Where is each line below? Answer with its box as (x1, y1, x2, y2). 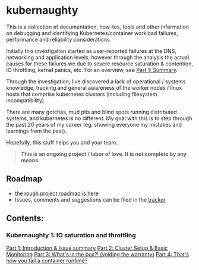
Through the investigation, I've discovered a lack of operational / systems (6, 78, 186, 85)
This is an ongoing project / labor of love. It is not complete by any (20, 150, 187, 158)
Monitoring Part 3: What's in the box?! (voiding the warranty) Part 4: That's (6, 251, 189, 258)
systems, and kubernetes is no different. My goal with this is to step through (6, 114, 192, 122)
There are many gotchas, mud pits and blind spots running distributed (6, 108, 177, 115)
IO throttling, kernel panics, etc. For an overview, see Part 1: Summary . (6, 66, 178, 73)
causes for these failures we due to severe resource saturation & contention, (6, 60, 194, 67)
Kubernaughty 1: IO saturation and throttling (6, 231, 137, 240)
